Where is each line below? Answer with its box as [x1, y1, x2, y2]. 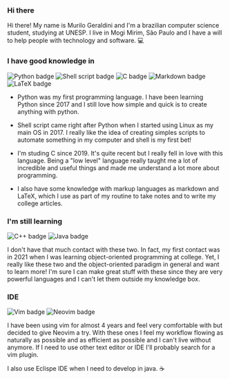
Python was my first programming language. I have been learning [17, 93, 204, 101]
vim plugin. [7, 351, 39, 359]
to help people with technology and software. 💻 [7, 37, 144, 45]
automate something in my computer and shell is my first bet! [17, 136, 192, 144]
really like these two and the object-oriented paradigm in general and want [7, 260, 220, 268]
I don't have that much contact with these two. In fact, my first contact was [7, 245, 220, 254]
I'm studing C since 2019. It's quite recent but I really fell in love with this [17, 149, 223, 157]
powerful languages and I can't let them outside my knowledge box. [7, 275, 200, 283]
